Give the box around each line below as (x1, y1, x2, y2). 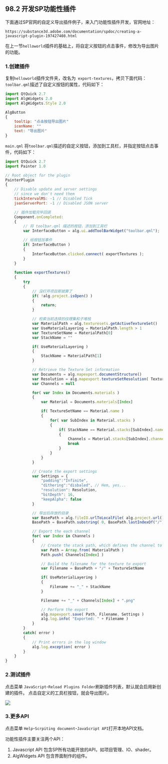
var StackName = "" (31, 335, 72, 340)
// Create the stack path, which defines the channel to (40, 543, 162, 548)
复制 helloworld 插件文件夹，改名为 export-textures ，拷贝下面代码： (5, 75, 147, 81)
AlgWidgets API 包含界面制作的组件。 (12, 752, 90, 758)
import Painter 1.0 (5, 163, 46, 169)
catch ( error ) (23, 631, 55, 636)
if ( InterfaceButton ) (23, 242, 70, 247)
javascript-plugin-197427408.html (5, 33, 77, 39)
